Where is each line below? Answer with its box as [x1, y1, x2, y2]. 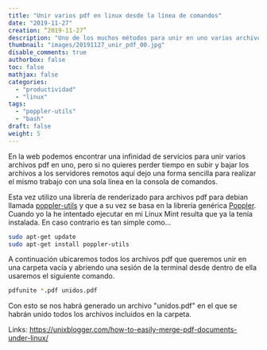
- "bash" [15, 115, 44, 123]
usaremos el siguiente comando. [8, 271, 115, 281]
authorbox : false [8, 56, 66, 64]
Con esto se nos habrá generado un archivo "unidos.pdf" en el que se [8, 301, 238, 310]
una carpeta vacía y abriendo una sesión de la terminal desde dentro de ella [8, 263, 257, 272]
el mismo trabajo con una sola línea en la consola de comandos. [8, 176, 219, 187]
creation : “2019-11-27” [8, 26, 87, 34]
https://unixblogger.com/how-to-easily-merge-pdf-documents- [29, 325, 238, 334]
